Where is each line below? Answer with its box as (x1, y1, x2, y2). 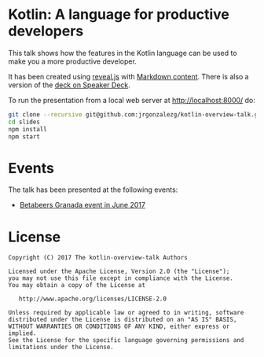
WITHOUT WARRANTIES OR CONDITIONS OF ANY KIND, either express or (8, 322, 230, 331)
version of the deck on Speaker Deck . (8, 80, 131, 90)
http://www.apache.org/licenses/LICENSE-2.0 (18, 295, 167, 304)
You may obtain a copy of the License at (8, 282, 146, 289)
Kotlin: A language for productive (8, 6, 229, 24)
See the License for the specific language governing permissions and (8, 337, 244, 344)
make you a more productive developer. (8, 57, 137, 66)
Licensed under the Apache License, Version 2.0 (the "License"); (8, 267, 230, 276)
